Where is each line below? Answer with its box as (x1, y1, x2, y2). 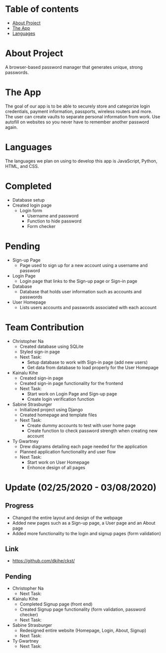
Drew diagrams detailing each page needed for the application (19, 443, 148, 449)
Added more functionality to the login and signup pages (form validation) (12, 530, 161, 536)
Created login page (12, 202, 52, 208)
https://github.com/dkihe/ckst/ (12, 558, 75, 564)
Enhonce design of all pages (27, 464, 86, 470)
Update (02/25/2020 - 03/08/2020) (5, 482, 157, 493)
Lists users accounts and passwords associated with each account (19, 304, 157, 310)
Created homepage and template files (19, 412, 97, 418)
